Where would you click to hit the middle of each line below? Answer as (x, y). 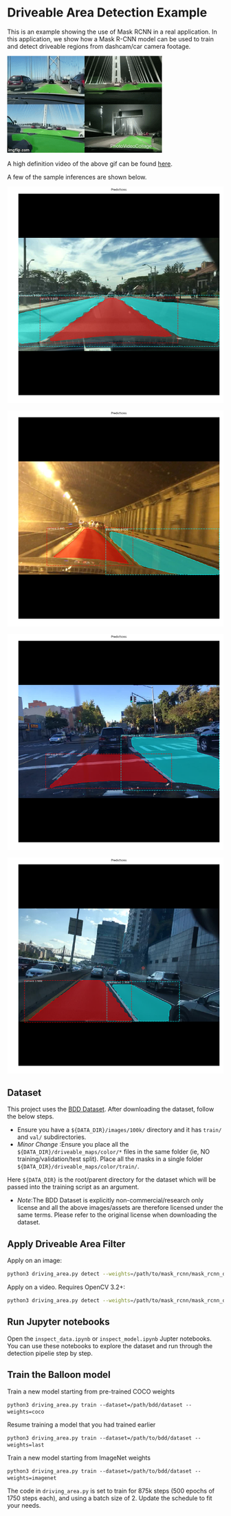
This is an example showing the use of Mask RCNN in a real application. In (112, 32)
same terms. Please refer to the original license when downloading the (117, 1215)
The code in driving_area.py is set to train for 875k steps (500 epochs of (111, 1491)
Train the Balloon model (59, 1375)
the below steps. (31, 1116)
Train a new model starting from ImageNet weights (79, 1458)
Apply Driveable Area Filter (66, 1244)
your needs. (24, 1505)
